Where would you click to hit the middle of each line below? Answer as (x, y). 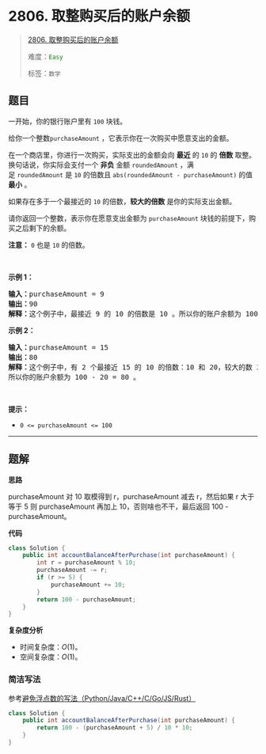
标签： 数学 (44, 73)
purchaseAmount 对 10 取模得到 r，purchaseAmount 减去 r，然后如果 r (123, 496)
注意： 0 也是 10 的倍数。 (49, 244)
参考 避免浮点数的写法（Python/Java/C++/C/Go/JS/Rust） (102, 698)
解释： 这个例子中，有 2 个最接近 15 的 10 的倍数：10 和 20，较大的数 (131, 367)
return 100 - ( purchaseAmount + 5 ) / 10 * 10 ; (115, 728)
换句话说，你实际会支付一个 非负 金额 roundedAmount (93, 165)
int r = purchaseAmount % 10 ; (86, 563)
